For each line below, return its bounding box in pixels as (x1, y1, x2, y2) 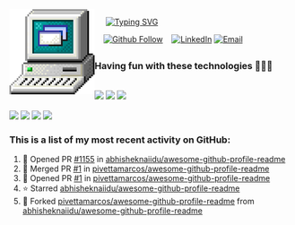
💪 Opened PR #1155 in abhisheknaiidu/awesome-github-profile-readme (22, 154, 286, 165)
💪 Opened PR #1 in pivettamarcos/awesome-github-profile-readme (22, 173, 271, 184)
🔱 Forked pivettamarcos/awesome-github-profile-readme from (22, 196, 255, 207)
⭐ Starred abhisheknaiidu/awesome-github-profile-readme (22, 183, 240, 194)
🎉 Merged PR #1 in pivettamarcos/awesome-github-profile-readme (22, 163, 270, 174)
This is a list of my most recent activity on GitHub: (9, 134, 231, 146)
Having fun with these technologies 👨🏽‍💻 (94, 60, 273, 73)
